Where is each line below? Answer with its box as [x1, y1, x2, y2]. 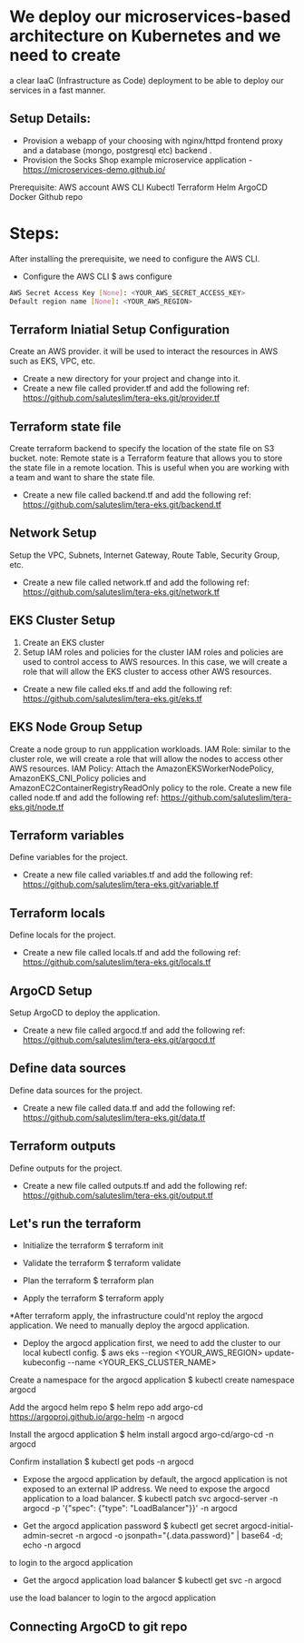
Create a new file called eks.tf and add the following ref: [22, 683, 232, 694]
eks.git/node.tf [9, 801, 64, 812]
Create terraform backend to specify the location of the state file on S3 [9, 443, 275, 454]
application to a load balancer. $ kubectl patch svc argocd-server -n [22, 1493, 279, 1504]
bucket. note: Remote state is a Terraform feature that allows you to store [9, 452, 283, 464]
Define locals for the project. [9, 929, 116, 941]
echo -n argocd [22, 1539, 82, 1550]
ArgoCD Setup [9, 983, 93, 998]
